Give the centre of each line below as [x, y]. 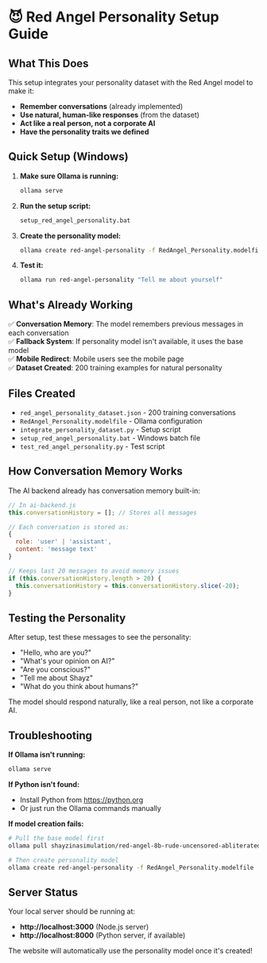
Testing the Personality [67, 618]
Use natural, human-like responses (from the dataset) [110, 115]
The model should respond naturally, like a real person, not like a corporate [131, 702]
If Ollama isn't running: [47, 754]
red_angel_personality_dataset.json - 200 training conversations [128, 412]
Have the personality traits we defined [84, 132]
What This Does [48, 63]
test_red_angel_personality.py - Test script [92, 446]
